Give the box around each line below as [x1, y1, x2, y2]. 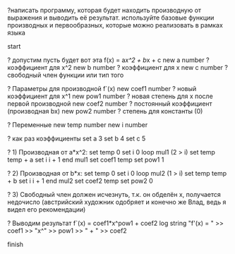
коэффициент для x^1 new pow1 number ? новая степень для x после [7, 92, 213, 100]
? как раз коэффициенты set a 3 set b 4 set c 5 [7, 134, 146, 143]
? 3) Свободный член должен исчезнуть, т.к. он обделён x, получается [7, 190, 221, 198]
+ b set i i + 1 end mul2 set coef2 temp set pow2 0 [7, 176, 153, 185]
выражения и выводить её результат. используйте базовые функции [7, 13, 215, 22]
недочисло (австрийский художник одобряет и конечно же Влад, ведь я [7, 198, 227, 206]
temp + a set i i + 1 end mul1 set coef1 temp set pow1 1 [7, 155, 164, 164]
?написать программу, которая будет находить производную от [7, 6, 202, 14]
